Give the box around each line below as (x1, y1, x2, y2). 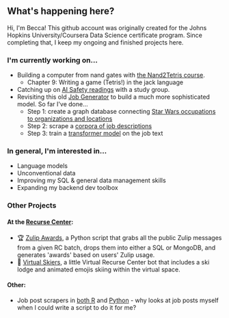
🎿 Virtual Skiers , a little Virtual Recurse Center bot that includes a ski (16, 258, 210, 266)
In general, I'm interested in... (7, 147, 107, 156)
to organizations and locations (27, 114, 113, 123)
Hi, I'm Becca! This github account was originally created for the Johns (7, 23, 207, 32)
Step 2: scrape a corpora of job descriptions (27, 122, 152, 130)
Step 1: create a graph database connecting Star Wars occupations (27, 108, 216, 116)
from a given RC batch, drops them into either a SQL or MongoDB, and (16, 243, 216, 252)
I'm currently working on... (7, 55, 98, 64)
